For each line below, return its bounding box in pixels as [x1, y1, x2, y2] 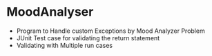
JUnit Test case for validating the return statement [16, 33, 160, 42]
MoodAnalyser [6, 4, 94, 20]
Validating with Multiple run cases [16, 41, 113, 49]
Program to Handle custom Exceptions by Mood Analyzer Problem [16, 27, 205, 35]
